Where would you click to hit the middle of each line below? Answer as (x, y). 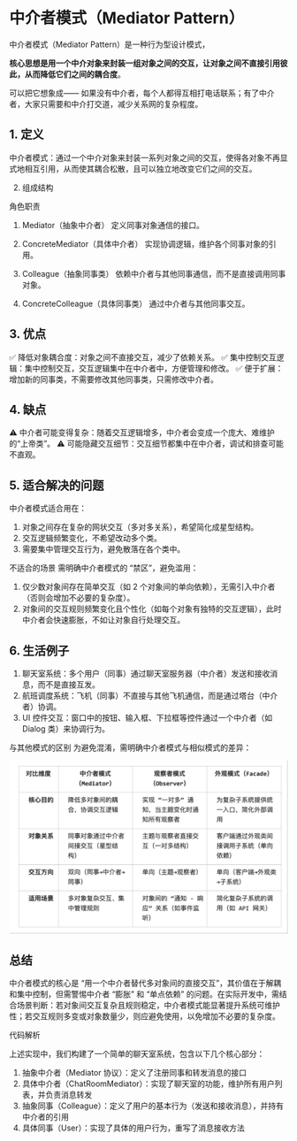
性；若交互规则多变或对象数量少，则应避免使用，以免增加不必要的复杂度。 (145, 1016)
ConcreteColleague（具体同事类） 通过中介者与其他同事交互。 (136, 303)
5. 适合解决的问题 (57, 485)
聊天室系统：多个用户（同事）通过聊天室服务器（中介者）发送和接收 (146, 674)
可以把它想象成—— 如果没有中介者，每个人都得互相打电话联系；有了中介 (142, 93)
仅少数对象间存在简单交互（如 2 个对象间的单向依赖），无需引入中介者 (148, 587)
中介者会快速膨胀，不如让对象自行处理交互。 (103, 620)
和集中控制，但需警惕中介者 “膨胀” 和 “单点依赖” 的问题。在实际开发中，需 (145, 994)
